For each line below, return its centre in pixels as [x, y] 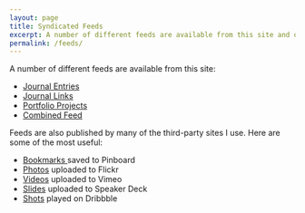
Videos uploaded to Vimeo [72, 179]
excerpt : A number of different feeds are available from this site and [150, 34]
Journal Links [48, 96]
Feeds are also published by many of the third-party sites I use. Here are [145, 133]
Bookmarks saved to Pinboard [79, 160]
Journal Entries [51, 86]
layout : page [34, 18]
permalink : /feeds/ [46, 43]
